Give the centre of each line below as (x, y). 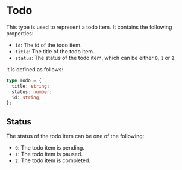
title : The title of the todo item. (55, 51)
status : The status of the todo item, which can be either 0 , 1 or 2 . (95, 58)
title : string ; (31, 86)
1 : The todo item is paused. (49, 154)
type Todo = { (24, 80)
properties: (20, 33)
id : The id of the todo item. (48, 45)
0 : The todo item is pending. (49, 148)
